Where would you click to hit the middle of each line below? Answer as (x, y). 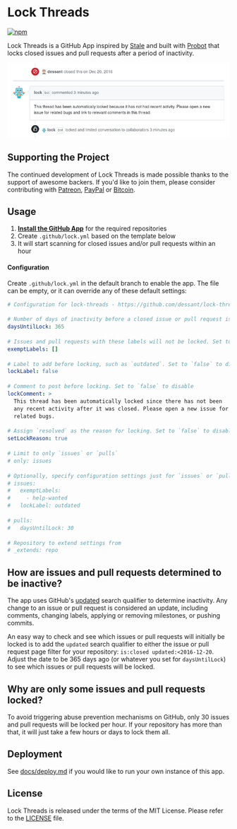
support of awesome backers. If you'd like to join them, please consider (111, 182)
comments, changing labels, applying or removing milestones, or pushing (114, 616)
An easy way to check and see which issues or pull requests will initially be (116, 637)
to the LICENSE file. (36, 818)
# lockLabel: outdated (44, 506)
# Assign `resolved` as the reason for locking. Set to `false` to (109, 431)
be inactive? (35, 583)
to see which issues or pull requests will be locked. (81, 667)
